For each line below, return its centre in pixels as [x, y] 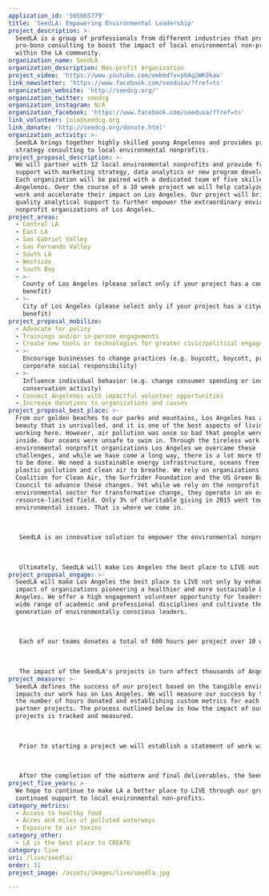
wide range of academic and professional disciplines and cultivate [132, 604]
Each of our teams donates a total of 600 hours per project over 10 [137, 642]
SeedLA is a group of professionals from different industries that [132, 38]
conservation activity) [62, 388]
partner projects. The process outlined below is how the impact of [132, 709]
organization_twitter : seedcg [59, 98]
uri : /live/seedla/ [41, 858]
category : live [34, 850]
